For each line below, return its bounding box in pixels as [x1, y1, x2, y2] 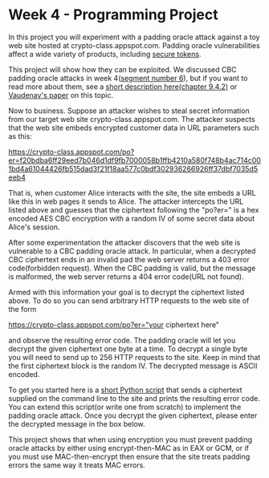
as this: [8, 131, 32, 141]
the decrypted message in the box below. [8, 419, 146, 428]
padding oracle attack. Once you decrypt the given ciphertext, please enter [8, 411, 258, 420]
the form [8, 304, 37, 314]
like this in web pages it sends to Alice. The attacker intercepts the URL [8, 196, 244, 206]
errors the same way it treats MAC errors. [8, 460, 146, 470]
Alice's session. [8, 222, 60, 232]
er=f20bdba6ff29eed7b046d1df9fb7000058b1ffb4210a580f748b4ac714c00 [8, 155, 261, 165]
